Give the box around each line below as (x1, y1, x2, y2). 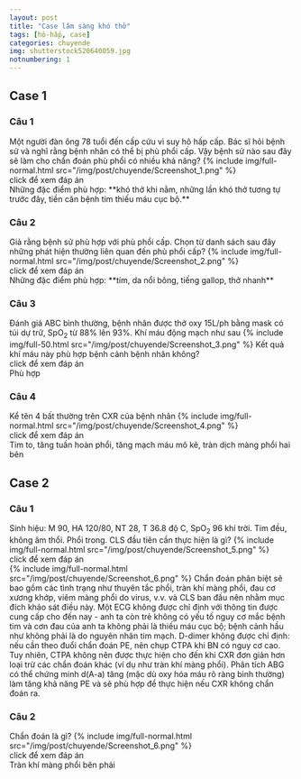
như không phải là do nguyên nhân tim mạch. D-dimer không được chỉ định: (9, 630, 290, 641)
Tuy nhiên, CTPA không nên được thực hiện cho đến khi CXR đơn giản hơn (9, 649, 286, 660)
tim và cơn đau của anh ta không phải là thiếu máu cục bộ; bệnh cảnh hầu (9, 620, 284, 631)
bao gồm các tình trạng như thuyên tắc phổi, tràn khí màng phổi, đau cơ (9, 582, 277, 593)
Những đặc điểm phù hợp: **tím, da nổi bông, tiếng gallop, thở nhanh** (9, 274, 275, 285)
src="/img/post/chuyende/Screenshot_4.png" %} (55, 420, 239, 431)
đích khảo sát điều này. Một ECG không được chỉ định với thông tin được (9, 601, 278, 612)
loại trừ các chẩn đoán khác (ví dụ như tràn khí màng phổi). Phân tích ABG (9, 659, 285, 670)
